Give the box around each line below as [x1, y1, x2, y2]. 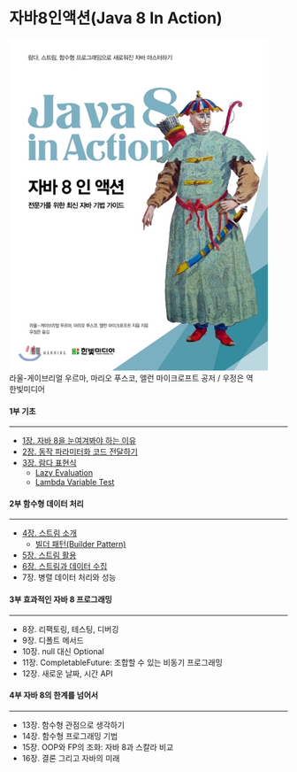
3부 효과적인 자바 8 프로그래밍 [9, 594, 112, 605]
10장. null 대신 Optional [21, 645, 104, 656]
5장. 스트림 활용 [21, 550, 77, 560]
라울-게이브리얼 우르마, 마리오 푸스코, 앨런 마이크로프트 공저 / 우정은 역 [9, 373, 254, 383]
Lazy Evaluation [34, 467, 94, 478]
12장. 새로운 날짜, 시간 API [21, 668, 113, 678]
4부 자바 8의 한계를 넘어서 [9, 690, 99, 700]
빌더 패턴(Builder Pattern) [34, 539, 126, 550]
